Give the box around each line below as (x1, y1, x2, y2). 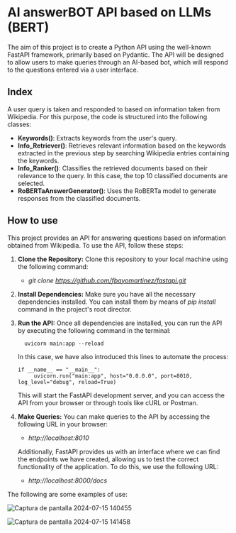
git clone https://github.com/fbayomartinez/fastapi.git (28, 276, 186, 285)
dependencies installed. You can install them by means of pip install (17, 297, 216, 306)
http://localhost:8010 (28, 434, 90, 442)
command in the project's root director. (17, 304, 133, 313)
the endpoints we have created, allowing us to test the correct (17, 455, 199, 463)
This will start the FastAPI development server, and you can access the (17, 391, 225, 400)
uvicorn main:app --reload (24, 340, 104, 347)
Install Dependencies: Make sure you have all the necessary (17, 290, 196, 298)
